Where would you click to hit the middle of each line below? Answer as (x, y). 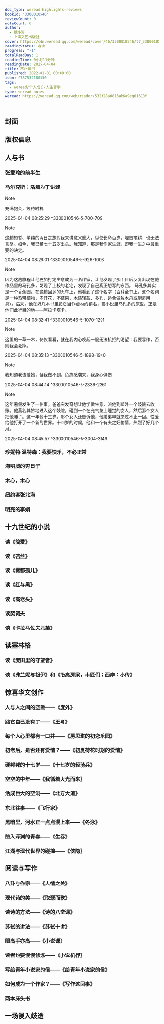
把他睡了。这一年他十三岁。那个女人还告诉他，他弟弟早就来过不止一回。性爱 (82, 416)
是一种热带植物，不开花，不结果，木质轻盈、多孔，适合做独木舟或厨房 (76, 298)
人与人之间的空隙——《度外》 (40, 707)
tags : (10, 82)
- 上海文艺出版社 (24, 37)
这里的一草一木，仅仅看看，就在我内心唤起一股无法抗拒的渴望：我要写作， (80, 339)
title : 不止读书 (20, 69)
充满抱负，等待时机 (24, 208)
